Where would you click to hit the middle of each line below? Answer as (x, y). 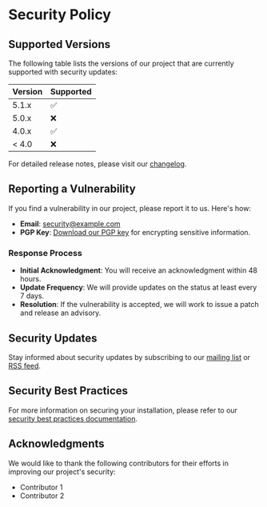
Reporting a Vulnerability (72, 189)
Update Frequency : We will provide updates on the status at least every (138, 287)
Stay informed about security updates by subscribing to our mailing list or (129, 357)
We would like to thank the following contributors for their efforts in (119, 463)
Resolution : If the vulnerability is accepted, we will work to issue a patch (139, 305)
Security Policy (60, 15)
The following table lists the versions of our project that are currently (121, 63)
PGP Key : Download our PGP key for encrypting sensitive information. (135, 232)
